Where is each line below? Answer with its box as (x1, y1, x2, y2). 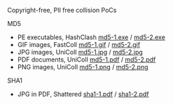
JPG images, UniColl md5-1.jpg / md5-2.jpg (17, 48, 144, 56)
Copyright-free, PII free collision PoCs (7, 6, 117, 14)
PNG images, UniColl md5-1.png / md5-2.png (17, 63, 148, 71)
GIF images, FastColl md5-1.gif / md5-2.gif (17, 41, 141, 48)
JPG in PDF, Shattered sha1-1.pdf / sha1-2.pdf (17, 90, 149, 98)
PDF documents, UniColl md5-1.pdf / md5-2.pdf (17, 55, 156, 64)
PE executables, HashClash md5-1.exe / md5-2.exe (17, 33, 166, 41)
